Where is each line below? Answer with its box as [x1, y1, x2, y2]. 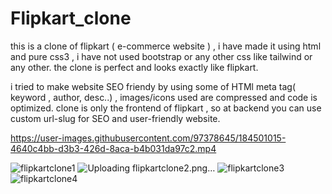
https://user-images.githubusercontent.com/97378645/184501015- [10, 132, 287, 144]
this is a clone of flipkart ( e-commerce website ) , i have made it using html [10, 40, 322, 52]
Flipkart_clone [10, 7, 132, 30]
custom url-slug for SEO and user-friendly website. [10, 112, 221, 124]
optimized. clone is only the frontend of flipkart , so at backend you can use [10, 102, 322, 114]
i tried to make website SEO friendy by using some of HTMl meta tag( [10, 80, 297, 92]
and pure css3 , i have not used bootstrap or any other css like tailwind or [10, 50, 313, 62]
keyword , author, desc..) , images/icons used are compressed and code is [10, 91, 318, 103]
